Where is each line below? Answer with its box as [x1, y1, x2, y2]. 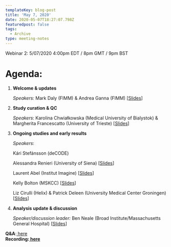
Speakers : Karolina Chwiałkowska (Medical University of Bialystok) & [12, 115, 159, 121]
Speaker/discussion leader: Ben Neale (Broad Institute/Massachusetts [12, 215, 161, 221]
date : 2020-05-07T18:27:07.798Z [5, 17, 74, 22]
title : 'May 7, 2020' [5, 12, 52, 17]
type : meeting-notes [5, 36, 50, 42]
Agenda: [5, 68, 42, 80]
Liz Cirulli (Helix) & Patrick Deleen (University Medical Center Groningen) [12, 190, 166, 196]
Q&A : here [5, 230, 28, 236]
